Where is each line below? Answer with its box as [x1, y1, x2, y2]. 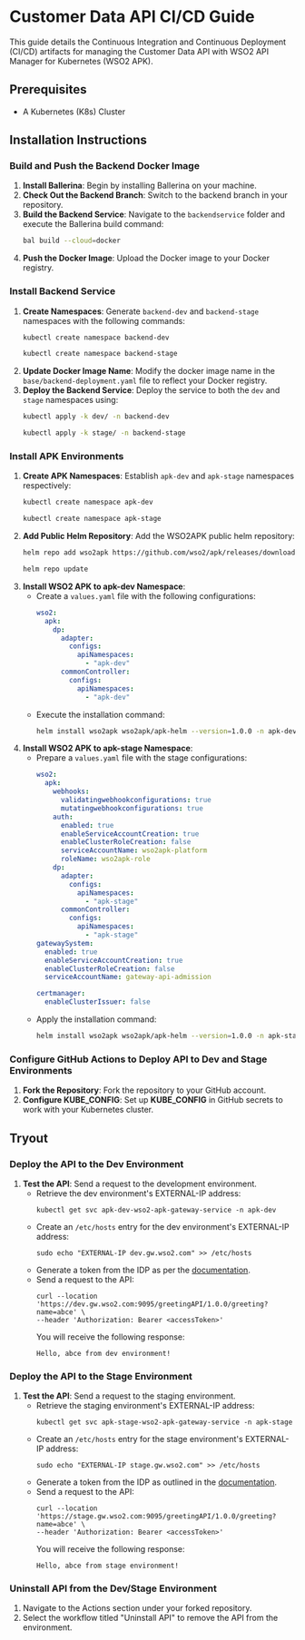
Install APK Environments [9, 450, 124, 463]
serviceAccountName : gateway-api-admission [44, 973, 212, 982]
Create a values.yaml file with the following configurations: [35, 590, 256, 601]
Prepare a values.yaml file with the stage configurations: [35, 752, 248, 763]
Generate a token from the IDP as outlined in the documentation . [35, 1477, 278, 1488]
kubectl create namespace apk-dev [22, 497, 153, 507]
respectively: [22, 480, 72, 491]
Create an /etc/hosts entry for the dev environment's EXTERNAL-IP [35, 1221, 290, 1232]
